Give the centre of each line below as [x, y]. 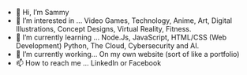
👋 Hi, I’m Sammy [42, 12]
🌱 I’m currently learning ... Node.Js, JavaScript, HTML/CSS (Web [121, 37]
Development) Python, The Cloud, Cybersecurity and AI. [107, 46]
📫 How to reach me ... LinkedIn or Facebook [88, 63]
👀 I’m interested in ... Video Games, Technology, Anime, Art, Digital [124, 21]
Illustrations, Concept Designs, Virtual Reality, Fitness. [103, 29]
